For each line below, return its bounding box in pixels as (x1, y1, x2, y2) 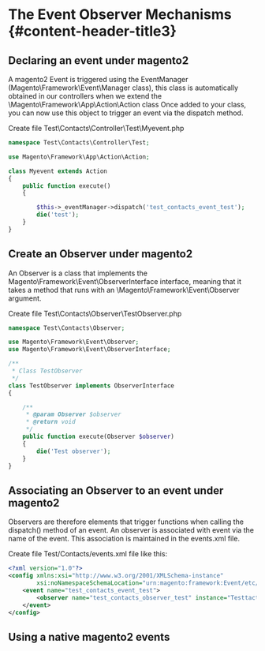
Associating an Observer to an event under (8, 484, 224, 497)
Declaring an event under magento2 (8, 54, 189, 67)
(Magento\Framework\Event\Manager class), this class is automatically (8, 83, 239, 92)
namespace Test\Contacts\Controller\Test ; (8, 139, 150, 147)
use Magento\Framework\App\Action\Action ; (8, 152, 150, 161)
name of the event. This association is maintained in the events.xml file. (8, 534, 241, 544)
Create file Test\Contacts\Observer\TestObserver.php (8, 309, 182, 318)
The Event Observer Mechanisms (8, 6, 233, 24)
